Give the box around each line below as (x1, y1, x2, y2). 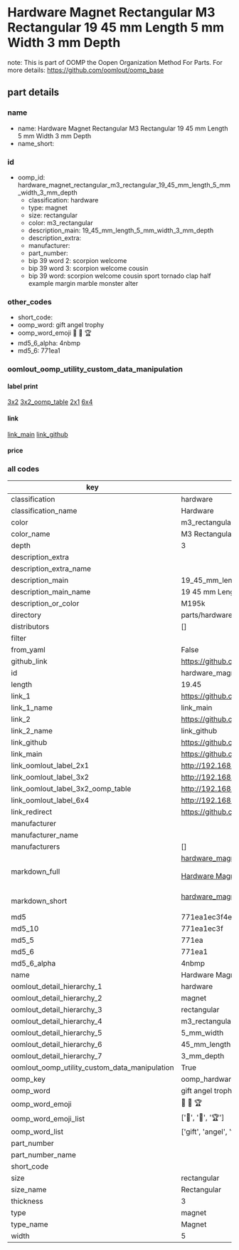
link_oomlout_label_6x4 (11, 795, 90, 805)
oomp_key (11, 1074, 46, 1084)
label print (7, 382, 38, 391)
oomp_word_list (11, 1127, 64, 1137)
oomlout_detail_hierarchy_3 (11, 1005, 102, 1015)
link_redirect (11, 807, 53, 817)
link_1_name (11, 703, 53, 713)
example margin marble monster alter (28, 279, 139, 287)
